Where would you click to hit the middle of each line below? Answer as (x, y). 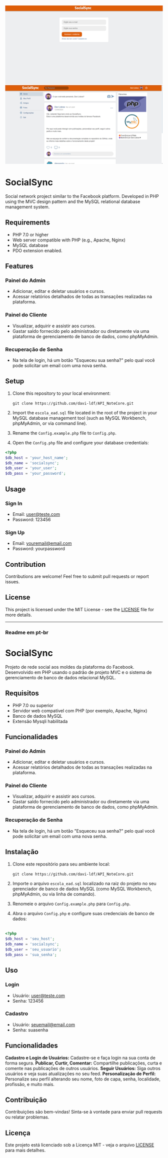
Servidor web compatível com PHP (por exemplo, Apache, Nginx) (80, 711)
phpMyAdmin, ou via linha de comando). (54, 894)
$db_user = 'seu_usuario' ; (33, 950)
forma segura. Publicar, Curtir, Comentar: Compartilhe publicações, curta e (84, 1063)
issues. (12, 582)
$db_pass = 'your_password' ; (35, 474)
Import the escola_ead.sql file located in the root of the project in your (85, 412)
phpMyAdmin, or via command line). (50, 423)
